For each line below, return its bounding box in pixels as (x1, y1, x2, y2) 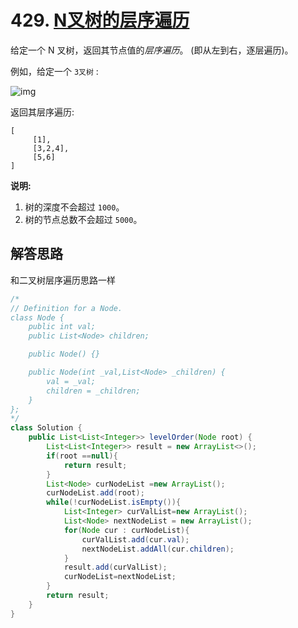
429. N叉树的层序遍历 (10, 9, 190, 32)
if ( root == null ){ (46, 451, 118, 461)
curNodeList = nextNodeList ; (63, 572, 177, 582)
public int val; (28, 322, 97, 332)
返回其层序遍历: (10, 106, 75, 118)
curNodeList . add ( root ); (46, 488, 145, 498)
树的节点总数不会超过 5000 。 (24, 213, 143, 225)
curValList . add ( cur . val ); (81, 534, 190, 545)
